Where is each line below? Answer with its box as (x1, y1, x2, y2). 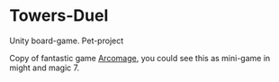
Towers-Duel (9, 5, 109, 26)
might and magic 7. (9, 62, 79, 73)
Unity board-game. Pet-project (9, 35, 124, 46)
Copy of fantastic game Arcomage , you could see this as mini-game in (9, 52, 271, 63)
